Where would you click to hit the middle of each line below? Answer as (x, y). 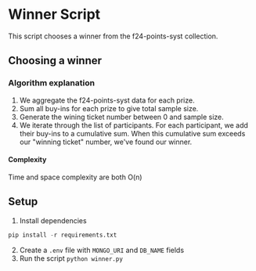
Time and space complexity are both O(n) (75, 177)
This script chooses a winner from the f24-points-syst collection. (113, 36)
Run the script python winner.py (71, 258)
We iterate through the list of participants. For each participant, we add (134, 125)
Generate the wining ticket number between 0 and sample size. (122, 117)
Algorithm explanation (52, 83)
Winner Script (54, 14)
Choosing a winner (55, 61)
